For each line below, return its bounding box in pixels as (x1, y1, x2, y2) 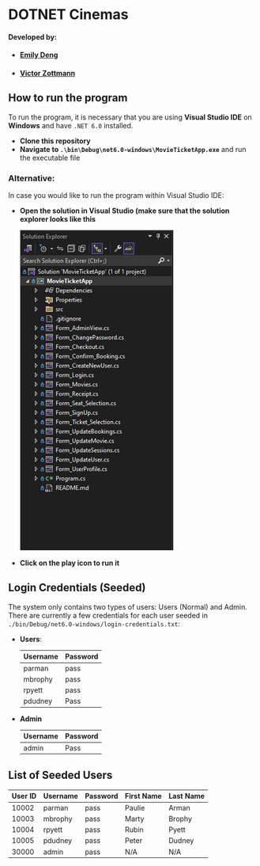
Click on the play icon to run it (19, 558, 120, 568)
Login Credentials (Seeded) (8, 581, 146, 594)
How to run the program (8, 91, 128, 104)
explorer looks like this (19, 215, 96, 224)
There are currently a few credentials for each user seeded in (8, 610, 208, 620)
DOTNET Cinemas (8, 6, 129, 24)
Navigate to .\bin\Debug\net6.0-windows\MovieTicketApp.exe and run (19, 144, 247, 154)
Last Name (168, 792, 205, 801)
